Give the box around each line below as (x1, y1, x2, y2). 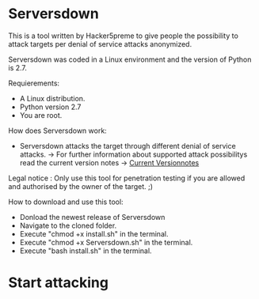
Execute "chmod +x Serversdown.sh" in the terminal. (19, 237, 193, 247)
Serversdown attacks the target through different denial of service (19, 141, 236, 150)
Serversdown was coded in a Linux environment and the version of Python (8, 55, 252, 64)
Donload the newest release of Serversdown (19, 212, 166, 221)
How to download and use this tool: (8, 197, 124, 206)
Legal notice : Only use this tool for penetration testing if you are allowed (8, 173, 246, 183)
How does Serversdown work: (8, 126, 107, 135)
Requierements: (8, 78, 60, 88)
